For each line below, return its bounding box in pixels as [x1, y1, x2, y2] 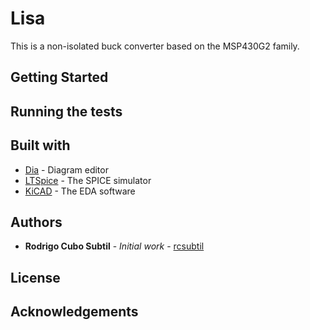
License [10, 269, 61, 286]
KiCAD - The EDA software [24, 185, 136, 197]
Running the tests [10, 103, 123, 120]
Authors [10, 213, 63, 231]
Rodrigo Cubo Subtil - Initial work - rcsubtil [24, 240, 205, 252]
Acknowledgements [10, 303, 139, 321]
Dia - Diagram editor [24, 163, 109, 176]
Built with [10, 137, 71, 154]
